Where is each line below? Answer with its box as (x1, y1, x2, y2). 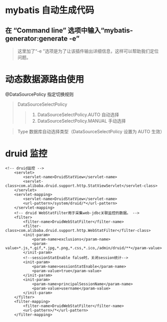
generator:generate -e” (5, 34, 80, 43)
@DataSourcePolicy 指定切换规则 (5, 91, 74, 97)
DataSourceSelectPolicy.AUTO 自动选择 (37, 111, 119, 118)
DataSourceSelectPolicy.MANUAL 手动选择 (37, 118, 126, 124)
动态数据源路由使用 (5, 74, 84, 85)
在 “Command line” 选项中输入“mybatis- (5, 26, 133, 35)
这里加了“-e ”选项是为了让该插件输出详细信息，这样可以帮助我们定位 (17, 48, 159, 54)
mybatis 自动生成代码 (5, 5, 94, 16)
